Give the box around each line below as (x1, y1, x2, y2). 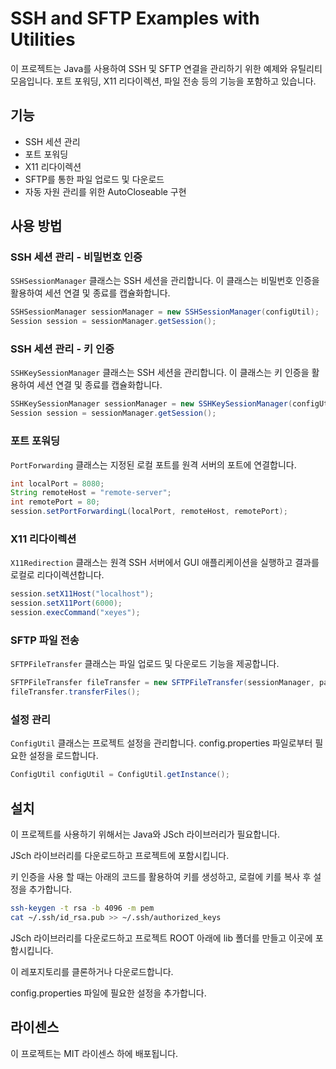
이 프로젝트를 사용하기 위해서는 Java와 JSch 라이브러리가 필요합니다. (10, 828, 281, 840)
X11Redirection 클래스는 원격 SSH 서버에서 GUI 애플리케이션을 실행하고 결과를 (10, 557, 320, 569)
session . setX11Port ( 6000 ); (10, 598, 123, 609)
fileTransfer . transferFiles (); (10, 687, 141, 697)
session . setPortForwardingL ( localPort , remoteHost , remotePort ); (10, 507, 288, 517)
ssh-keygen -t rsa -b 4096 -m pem (10, 903, 155, 913)
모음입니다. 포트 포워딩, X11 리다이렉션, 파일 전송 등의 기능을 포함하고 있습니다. (10, 75, 317, 87)
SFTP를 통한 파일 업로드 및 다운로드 (24, 173, 165, 185)
